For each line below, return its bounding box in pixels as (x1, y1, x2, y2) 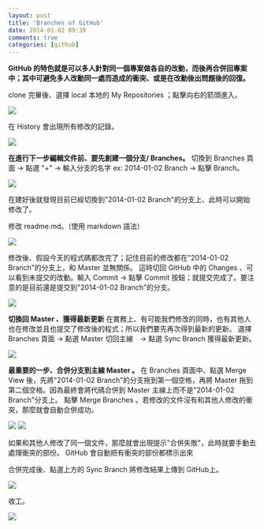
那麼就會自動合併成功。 (21, 405, 99, 415)
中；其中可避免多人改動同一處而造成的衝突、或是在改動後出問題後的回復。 (8, 73, 250, 83)
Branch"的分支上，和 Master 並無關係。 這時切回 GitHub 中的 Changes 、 (8, 263, 247, 272)
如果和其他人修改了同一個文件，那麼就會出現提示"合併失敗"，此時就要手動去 (8, 438, 257, 448)
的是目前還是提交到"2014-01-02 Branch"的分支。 (14, 283, 175, 292)
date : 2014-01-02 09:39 (8, 26, 87, 34)
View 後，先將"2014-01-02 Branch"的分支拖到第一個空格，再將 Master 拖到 (8, 376, 254, 385)
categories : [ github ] (8, 41, 80, 49)
